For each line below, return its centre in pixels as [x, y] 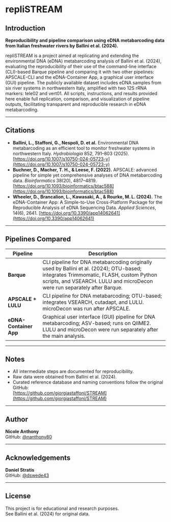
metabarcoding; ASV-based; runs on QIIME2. [97, 323]
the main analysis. [64, 336]
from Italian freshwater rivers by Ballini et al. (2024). [62, 46]
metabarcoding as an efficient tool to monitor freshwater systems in [84, 148]
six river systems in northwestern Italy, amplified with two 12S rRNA [76, 88]
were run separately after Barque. [83, 287]
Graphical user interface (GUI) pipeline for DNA [99, 316]
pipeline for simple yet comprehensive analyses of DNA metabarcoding [87, 175]
